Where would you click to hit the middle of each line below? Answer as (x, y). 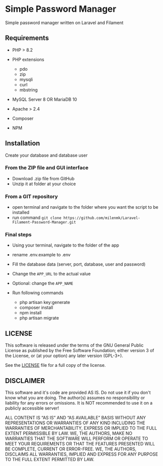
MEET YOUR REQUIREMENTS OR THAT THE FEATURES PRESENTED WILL (80, 444)
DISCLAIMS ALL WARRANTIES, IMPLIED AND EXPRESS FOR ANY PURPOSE (81, 454)
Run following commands (38, 293)
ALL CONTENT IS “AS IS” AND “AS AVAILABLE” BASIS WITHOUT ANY (75, 418)
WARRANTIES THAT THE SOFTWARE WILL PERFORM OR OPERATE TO (77, 439)
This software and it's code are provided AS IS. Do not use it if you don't (78, 393)
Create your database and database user (47, 155)
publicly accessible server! (32, 408)
